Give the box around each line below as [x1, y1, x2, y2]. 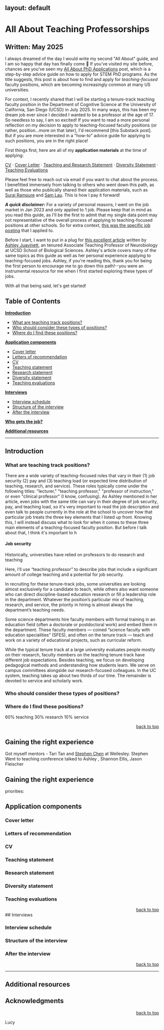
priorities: [5, 788, 24, 794]
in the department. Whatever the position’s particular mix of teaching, [5, 597, 145, 603]
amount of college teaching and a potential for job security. [5, 571, 124, 578]
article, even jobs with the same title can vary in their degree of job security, [5, 498, 158, 504]
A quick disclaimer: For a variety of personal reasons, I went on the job [5, 202, 149, 208]
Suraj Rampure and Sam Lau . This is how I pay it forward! [5, 192, 121, 198]
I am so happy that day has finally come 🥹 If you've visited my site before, [5, 61, 153, 67]
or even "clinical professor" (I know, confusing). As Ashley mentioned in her [5, 493, 158, 499]
